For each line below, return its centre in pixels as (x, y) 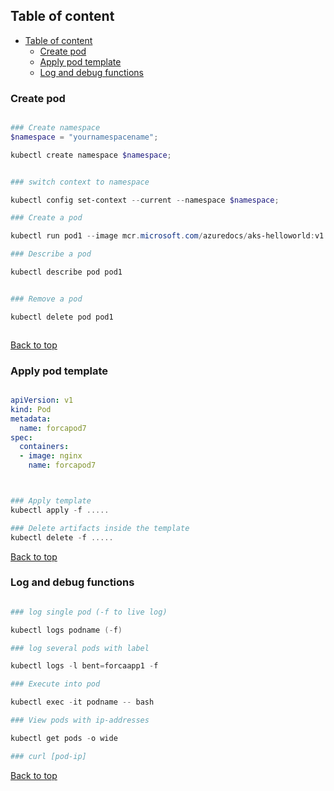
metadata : (31, 419)
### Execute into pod (55, 684)
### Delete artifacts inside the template (100, 528)
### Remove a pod (46, 299)
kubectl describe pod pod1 (66, 272)
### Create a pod (46, 218)
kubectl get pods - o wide (64, 738)
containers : (44, 447)
